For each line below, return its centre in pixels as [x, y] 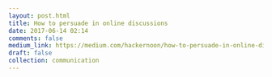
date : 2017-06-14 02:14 [49, 30]
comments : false [36, 38]
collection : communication [54, 61]
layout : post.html [39, 16]
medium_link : [30, 46]
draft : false [30, 53]
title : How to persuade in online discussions [88, 23]
